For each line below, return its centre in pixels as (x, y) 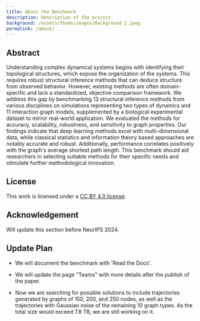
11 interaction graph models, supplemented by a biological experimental (95, 112)
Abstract (23, 52)
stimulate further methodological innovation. (61, 163)
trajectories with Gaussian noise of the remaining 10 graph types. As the (104, 305)
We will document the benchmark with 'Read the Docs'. (83, 263)
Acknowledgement (43, 215)
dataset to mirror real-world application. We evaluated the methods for (93, 118)
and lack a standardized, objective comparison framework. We (104, 93)
